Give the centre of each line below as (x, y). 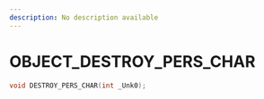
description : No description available (84, 17)
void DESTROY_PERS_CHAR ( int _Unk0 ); (78, 86)
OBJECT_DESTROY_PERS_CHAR (132, 61)
